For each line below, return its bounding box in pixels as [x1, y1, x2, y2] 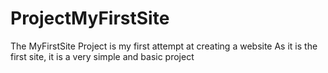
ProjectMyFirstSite [10, 7, 170, 30]
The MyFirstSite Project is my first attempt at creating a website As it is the [10, 40, 318, 52]
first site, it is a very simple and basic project [10, 50, 195, 62]
